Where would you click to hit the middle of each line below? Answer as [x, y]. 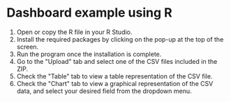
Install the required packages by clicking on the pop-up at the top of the [120, 39]
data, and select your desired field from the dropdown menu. [104, 91]
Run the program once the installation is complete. [89, 54]
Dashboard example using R [89, 13]
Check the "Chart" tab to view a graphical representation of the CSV [115, 83]
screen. [28, 46]
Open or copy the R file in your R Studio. [74, 32]
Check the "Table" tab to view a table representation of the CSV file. [114, 76]
